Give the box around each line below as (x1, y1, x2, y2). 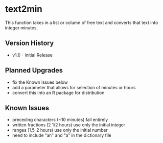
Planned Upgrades (5, 66, 63, 74)
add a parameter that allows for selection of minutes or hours (12, 84, 136, 90)
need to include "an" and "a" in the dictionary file (12, 132, 112, 138)
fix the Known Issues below (12, 79, 68, 85)
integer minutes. (5, 24, 38, 30)
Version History (5, 39, 54, 48)
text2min (5, 3, 43, 15)
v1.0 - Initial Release (12, 52, 53, 58)
